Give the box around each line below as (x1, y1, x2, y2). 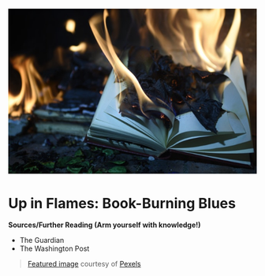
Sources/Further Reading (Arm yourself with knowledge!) (8, 220, 201, 229)
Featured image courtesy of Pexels (27, 259, 141, 269)
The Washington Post (19, 244, 90, 253)
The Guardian (19, 236, 65, 245)
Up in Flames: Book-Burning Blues (8, 194, 237, 212)
